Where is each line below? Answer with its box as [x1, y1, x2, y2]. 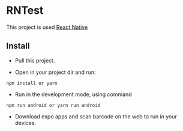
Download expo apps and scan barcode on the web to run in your [14, 112, 177, 120]
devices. [14, 119, 37, 126]
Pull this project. [14, 56, 55, 64]
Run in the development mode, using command [14, 91, 132, 98]
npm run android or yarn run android [6, 102, 101, 108]
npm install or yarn [6, 80, 58, 86]
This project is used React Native [6, 23, 88, 31]
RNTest [6, 4, 44, 17]
